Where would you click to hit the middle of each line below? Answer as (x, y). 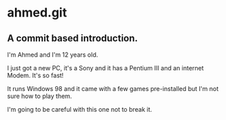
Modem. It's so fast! (35, 75)
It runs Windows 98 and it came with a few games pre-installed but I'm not (113, 89)
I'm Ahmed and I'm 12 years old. (53, 54)
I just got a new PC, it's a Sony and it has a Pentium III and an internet (106, 68)
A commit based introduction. (73, 38)
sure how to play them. (40, 96)
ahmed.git (37, 13)
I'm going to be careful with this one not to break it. (80, 109)
